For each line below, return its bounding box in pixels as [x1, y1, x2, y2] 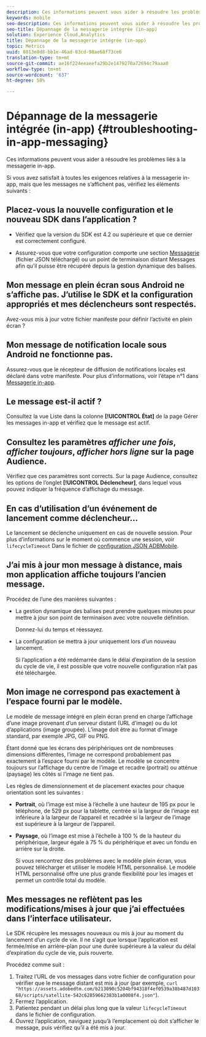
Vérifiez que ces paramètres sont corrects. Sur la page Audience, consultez [6, 472, 198, 480]
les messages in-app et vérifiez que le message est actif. [6, 419, 151, 426]
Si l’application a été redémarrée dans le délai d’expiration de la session [15, 656, 196, 663]
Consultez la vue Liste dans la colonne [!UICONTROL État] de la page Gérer [6, 412, 198, 420]
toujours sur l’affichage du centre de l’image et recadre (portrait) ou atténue [6, 763, 197, 771]
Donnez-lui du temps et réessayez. [15, 625, 104, 633]
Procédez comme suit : [6, 961, 65, 968]
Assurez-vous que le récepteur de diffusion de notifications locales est [6, 366, 186, 373]
